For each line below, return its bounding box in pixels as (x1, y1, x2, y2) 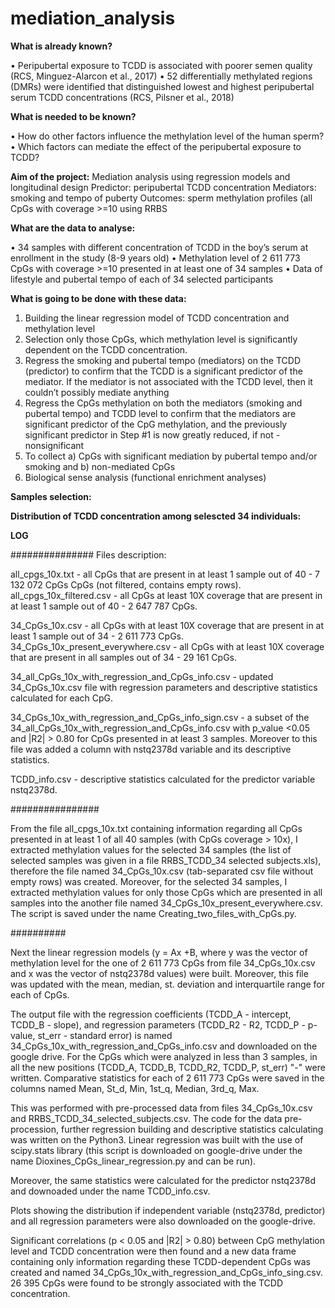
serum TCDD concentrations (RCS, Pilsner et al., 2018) (10, 91, 235, 103)
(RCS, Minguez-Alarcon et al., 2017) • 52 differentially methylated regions (10, 70, 313, 82)
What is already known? (10, 40, 113, 52)
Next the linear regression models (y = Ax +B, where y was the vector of (10, 946, 308, 958)
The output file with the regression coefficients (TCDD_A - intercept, (10, 1008, 292, 1020)
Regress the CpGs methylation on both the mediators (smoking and (24, 397, 303, 409)
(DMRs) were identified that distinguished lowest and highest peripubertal (10, 80, 315, 92)
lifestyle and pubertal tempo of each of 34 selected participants (10, 273, 274, 285)
